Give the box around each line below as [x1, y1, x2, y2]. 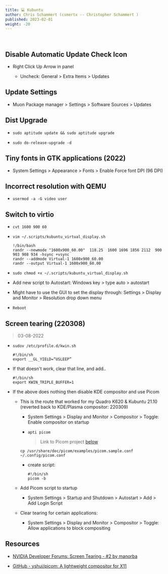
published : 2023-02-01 [5, 17, 53, 22]
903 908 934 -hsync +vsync [12, 252, 70, 257]
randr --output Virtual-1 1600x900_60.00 [12, 261, 101, 266]
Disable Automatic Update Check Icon [5, 50, 128, 59]
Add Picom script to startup [20, 484, 78, 491]
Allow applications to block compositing [27, 525, 111, 531]
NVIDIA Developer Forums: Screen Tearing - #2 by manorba [12, 553, 138, 559]
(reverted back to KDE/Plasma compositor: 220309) [20, 403, 129, 410]
